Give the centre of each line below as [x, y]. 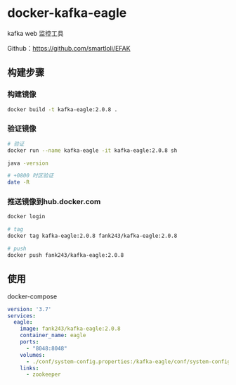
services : [22, 316]
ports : [29, 342]
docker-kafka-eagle [67, 13]
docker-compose [32, 296]
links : [29, 368]
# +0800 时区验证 [31, 176]
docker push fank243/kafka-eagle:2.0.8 [66, 255]
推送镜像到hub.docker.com [54, 202]
